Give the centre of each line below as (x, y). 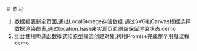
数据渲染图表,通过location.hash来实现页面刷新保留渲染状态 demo (95, 29)
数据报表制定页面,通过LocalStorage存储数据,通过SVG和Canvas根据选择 (102, 21)
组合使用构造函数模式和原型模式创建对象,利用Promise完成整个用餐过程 (102, 36)
